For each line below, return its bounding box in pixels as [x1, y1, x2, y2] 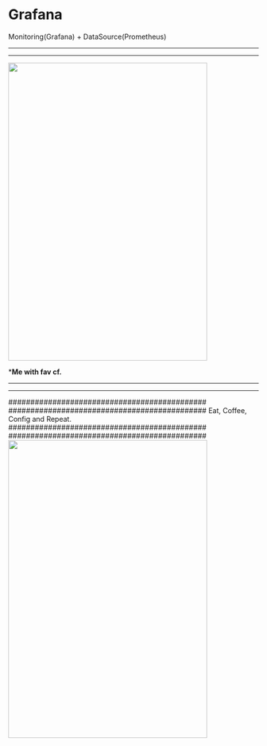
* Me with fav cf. [8, 367, 62, 377]
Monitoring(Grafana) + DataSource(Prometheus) [8, 32, 167, 41]
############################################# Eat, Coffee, [8, 405, 248, 415]
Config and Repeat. [8, 414, 72, 423]
